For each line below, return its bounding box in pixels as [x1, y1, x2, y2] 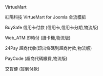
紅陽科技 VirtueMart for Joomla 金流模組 [5, 14, 86, 20]
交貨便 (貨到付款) [5, 66, 40, 72]
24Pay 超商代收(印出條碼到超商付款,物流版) [5, 45, 92, 51]
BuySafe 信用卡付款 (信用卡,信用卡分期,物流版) [5, 24, 99, 30]
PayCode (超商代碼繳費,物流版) [5, 56, 68, 61]
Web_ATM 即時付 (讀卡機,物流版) [5, 35, 71, 40]
